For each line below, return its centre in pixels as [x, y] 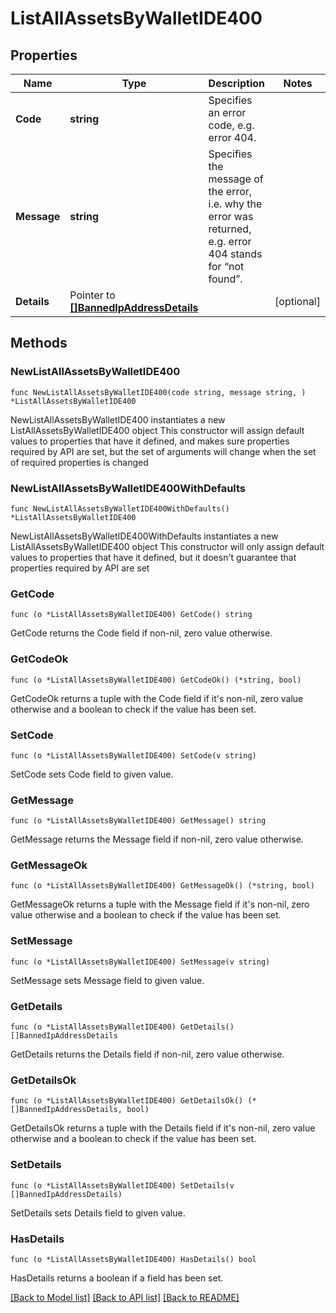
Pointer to [92, 295]
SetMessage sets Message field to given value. [107, 980]
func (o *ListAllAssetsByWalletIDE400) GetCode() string [131, 615]
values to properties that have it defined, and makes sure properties [150, 441]
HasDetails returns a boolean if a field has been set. [117, 1278]
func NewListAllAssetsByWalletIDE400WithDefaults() [120, 508]
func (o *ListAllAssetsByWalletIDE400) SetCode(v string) [133, 755]
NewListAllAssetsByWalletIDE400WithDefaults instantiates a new [144, 536]
